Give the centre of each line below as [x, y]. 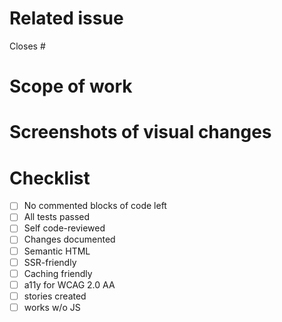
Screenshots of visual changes [140, 132]
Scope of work [71, 86]
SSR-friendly [50, 262]
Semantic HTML [57, 251]
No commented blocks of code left [95, 206]
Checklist [50, 178]
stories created [55, 296]
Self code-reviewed [64, 228]
